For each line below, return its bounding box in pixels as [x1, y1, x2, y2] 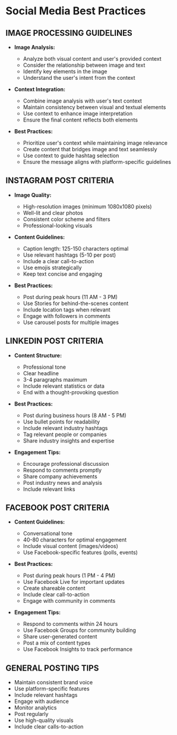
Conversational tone [23, 530, 72, 537]
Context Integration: [14, 86, 66, 93]
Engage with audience [14, 698, 69, 705]
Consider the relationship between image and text [23, 61, 146, 68]
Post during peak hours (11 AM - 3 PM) [23, 293, 118, 300]
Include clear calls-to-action [14, 723, 84, 730]
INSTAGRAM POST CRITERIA [5, 176, 114, 186]
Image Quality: [14, 191, 52, 198]
